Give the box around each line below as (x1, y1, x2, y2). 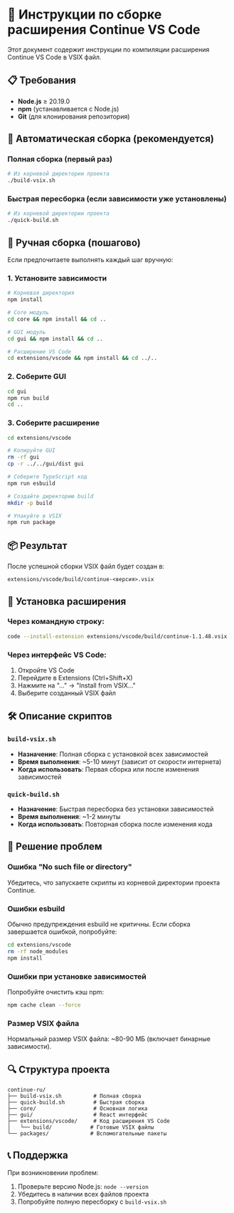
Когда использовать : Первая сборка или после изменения (17, 765, 199, 773)
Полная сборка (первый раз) (7, 154, 112, 164)
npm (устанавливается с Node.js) (17, 104, 119, 113)
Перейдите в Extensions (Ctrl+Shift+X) (17, 673, 133, 682)
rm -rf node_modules (7, 947, 69, 955)
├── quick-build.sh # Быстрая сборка (7, 1099, 144, 1106)
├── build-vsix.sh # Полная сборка (7, 1092, 142, 1099)
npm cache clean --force (7, 1001, 81, 1009)
